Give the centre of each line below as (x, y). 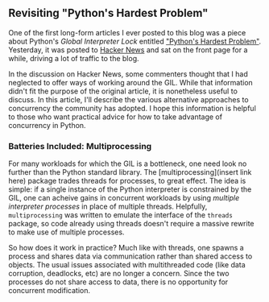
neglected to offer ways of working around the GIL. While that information (131, 82)
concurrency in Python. (47, 125)
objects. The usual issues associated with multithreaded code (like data (127, 265)
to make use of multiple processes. (66, 232)
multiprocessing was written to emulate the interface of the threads (121, 215)
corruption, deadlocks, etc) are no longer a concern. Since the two (119, 274)
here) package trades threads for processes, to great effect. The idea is (127, 181)
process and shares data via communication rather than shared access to (130, 256)
